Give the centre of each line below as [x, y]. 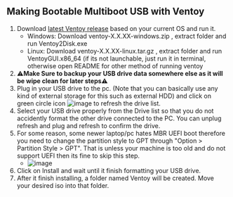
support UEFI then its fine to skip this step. [78, 155]
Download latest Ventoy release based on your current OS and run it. [116, 28]
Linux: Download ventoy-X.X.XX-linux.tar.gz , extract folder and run [125, 51]
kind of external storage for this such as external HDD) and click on [114, 96]
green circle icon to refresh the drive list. [88, 103]
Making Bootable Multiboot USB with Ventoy [106, 12]
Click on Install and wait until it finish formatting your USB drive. [109, 170]
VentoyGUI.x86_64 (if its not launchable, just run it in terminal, [116, 58]
